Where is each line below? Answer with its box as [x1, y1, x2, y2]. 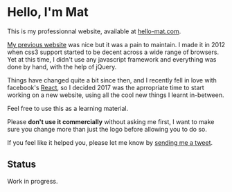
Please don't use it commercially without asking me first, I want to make [7, 117, 215, 125]
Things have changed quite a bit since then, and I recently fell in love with [7, 76, 217, 84]
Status [7, 159, 37, 171]
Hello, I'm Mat [7, 4, 89, 20]
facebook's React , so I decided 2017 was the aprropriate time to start [7, 83, 204, 91]
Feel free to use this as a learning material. [7, 104, 129, 112]
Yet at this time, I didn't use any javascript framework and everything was [7, 55, 217, 63]
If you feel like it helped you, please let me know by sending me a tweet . [7, 138, 213, 146]
